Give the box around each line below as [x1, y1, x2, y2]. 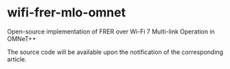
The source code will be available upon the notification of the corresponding [7, 48, 224, 56]
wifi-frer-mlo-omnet [7, 5, 126, 20]
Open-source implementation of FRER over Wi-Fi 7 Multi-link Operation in [7, 27, 215, 36]
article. [7, 55, 27, 63]
